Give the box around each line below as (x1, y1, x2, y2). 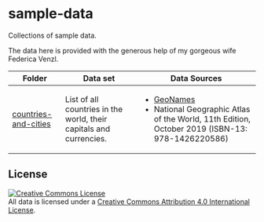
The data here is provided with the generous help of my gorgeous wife (8, 45, 236, 55)
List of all (65, 93, 99, 104)
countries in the (65, 104, 123, 115)
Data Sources (170, 72, 222, 83)
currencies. (65, 133, 108, 144)
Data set (82, 72, 115, 83)
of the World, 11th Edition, (153, 113, 251, 124)
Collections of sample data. (8, 31, 97, 40)
